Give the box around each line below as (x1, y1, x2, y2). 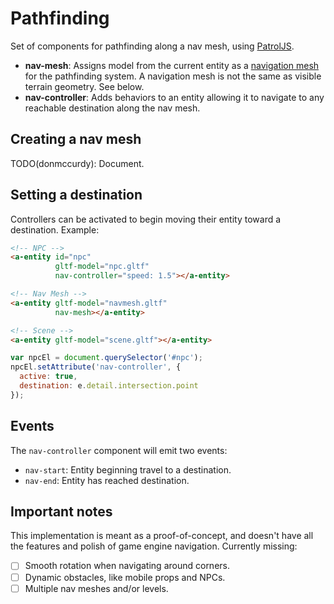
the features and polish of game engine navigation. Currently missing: (10, 540, 298, 552)
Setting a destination (10, 187, 143, 204)
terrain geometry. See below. (24, 80, 145, 92)
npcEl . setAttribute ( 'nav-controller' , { (10, 362, 182, 372)
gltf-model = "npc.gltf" (54, 262, 150, 272)
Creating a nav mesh (10, 131, 142, 148)
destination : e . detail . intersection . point (19, 381, 199, 391)
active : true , (19, 372, 78, 382)
